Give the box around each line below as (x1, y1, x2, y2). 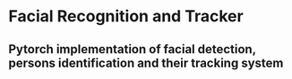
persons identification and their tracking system (8, 55, 284, 70)
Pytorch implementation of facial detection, (8, 42, 256, 57)
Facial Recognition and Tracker (8, 6, 244, 27)
